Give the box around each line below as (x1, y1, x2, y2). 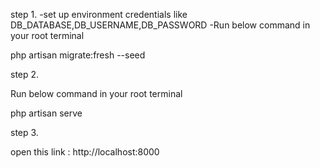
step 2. (10, 69, 40, 80)
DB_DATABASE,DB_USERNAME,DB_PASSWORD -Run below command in (10, 19, 311, 31)
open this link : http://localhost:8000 (10, 146, 160, 158)
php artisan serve (10, 107, 83, 119)
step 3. (10, 127, 39, 138)
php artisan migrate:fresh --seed (10, 49, 146, 61)
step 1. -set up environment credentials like (10, 9, 188, 20)
